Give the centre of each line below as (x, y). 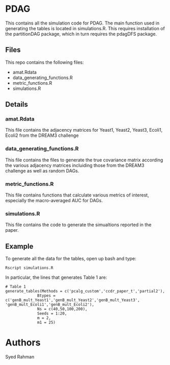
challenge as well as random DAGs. (42, 171)
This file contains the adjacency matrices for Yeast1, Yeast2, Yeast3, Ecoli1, (84, 130)
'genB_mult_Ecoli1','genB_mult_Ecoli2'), (50, 305)
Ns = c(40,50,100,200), (62, 309)
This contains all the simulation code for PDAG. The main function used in (82, 23)
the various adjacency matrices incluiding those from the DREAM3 (75, 165)
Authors (23, 343)
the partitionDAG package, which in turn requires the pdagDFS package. (81, 34)
